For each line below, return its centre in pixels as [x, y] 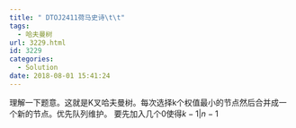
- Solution [38, 68]
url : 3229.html [38, 43]
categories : [31, 59]
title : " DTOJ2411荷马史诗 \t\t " [67, 17]
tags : [19, 26]
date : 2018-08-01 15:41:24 [60, 76]
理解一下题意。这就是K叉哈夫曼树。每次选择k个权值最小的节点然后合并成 [144, 102]
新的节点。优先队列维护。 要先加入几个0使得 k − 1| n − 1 [117, 114]
